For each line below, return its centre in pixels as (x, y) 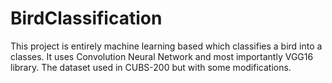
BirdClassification (86, 18)
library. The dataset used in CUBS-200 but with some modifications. (151, 67)
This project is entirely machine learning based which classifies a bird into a (166, 46)
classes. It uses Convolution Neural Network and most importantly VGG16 (162, 56)
